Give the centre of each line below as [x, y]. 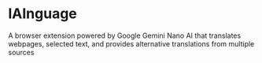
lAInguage [42, 14]
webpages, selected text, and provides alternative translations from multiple [131, 43]
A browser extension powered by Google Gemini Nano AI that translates [125, 35]
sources [21, 52]
